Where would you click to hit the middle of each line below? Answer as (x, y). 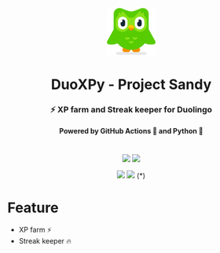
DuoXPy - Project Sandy (131, 84)
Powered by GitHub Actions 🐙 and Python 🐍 (131, 131)
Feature (33, 207)
